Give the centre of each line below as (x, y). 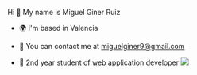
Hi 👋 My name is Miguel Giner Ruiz (64, 12)
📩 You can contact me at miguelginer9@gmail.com (102, 46)
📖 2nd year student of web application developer (99, 62)
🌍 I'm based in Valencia (58, 28)
